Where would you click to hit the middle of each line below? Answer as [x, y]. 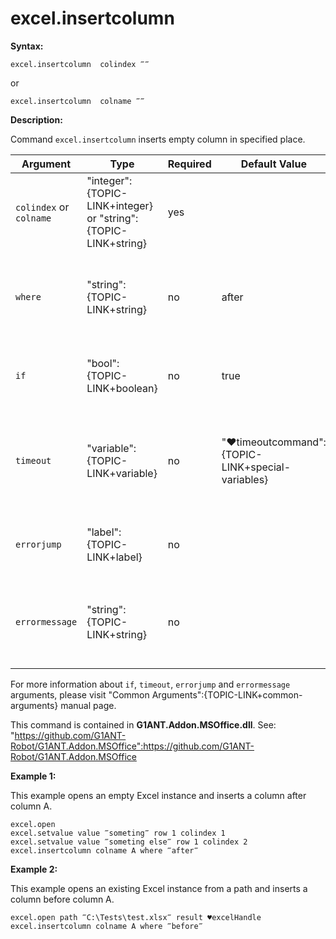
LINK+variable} [122, 473]
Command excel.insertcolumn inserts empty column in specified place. [158, 139]
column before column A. [62, 899]
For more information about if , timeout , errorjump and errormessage [150, 684]
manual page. [88, 705]
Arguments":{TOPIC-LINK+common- [227, 694]
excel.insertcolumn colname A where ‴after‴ [104, 850]
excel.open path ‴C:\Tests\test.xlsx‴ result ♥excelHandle [136, 917]
